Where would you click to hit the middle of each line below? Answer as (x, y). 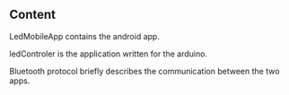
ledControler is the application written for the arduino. (109, 54)
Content (33, 15)
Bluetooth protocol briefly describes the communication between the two (144, 71)
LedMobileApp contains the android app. (84, 36)
